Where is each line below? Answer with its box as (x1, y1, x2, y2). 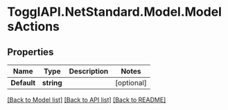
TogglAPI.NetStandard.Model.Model (7, 4, 222, 20)
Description (69, 67, 109, 76)
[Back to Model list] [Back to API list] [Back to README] (7, 96, 166, 104)
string (42, 78, 62, 87)
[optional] (115, 78, 147, 87)
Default (10, 78, 36, 87)
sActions (7, 19, 60, 34)
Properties (7, 46, 54, 58)
